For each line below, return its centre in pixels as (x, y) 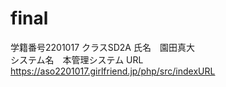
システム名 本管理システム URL (77, 59)
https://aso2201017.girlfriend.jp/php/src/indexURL (113, 71)
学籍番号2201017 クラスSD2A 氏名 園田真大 (102, 47)
